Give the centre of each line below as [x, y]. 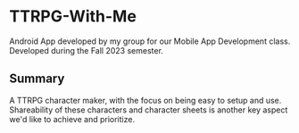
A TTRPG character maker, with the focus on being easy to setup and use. [145, 100]
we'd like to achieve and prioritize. [72, 119]
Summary [37, 79]
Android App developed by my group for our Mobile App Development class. [150, 41]
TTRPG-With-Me [73, 17]
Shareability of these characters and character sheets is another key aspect [149, 110]
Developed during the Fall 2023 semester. [86, 50]
